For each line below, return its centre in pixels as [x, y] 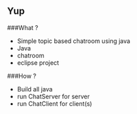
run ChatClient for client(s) [54, 103]
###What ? [23, 27]
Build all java [35, 89]
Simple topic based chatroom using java [74, 41]
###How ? [22, 76]
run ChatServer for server [53, 96]
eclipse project [38, 62]
